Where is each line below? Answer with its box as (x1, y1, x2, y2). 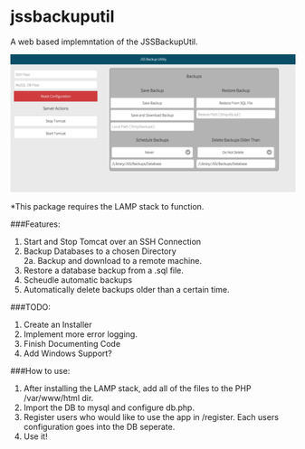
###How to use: (10, 366, 71, 377)
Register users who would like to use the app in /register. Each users (23, 412, 280, 423)
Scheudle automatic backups (23, 275, 133, 285)
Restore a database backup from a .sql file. (23, 265, 185, 276)
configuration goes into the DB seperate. (23, 422, 176, 433)
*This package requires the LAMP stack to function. (10, 201, 205, 212)
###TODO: (10, 302, 51, 313)
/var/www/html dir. (23, 393, 94, 404)
